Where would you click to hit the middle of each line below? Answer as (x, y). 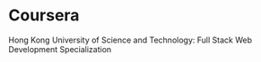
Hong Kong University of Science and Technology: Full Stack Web (130, 40)
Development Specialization (60, 49)
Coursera (44, 15)
